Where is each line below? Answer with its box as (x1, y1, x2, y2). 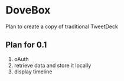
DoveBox (5, 4, 51, 17)
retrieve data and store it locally (14, 62, 92, 69)
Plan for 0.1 (5, 40, 47, 50)
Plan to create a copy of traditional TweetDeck (5, 23, 119, 30)
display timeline (14, 68, 53, 75)
